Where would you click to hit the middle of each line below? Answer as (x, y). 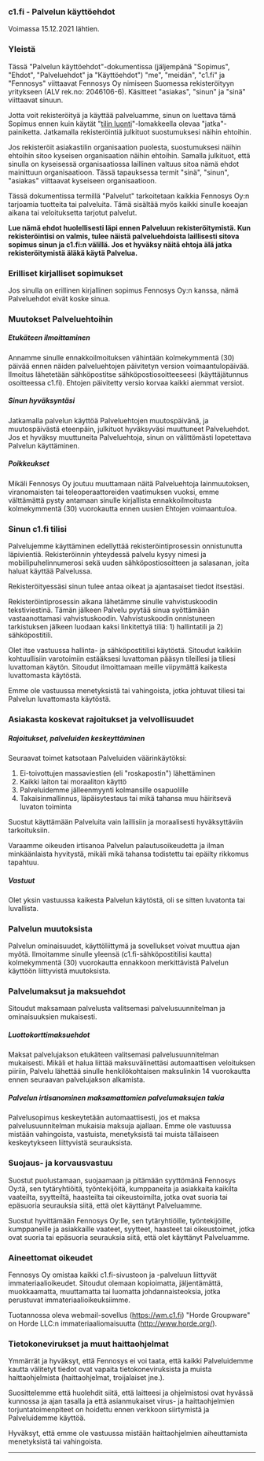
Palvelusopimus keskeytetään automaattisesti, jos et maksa (104, 1118)
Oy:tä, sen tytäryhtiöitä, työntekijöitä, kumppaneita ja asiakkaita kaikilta (123, 1188)
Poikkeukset (29, 463)
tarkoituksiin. (29, 830)
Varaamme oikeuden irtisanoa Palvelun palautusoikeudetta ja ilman (116, 845)
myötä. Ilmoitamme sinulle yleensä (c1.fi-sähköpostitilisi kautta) (110, 954)
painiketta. (25, 131)
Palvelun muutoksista (50, 928)
